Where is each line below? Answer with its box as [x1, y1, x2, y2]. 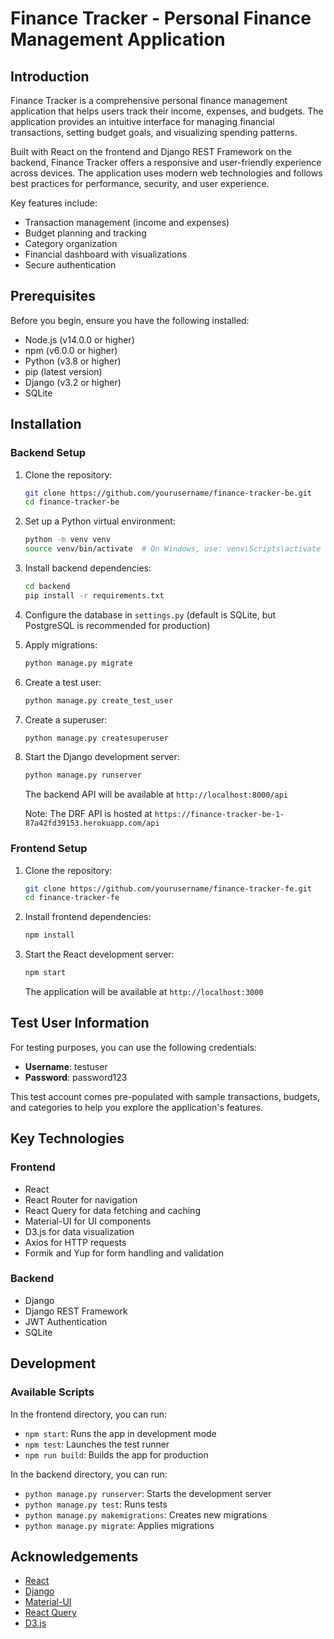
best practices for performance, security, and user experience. [10, 178, 270, 189]
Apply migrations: [24, 638, 98, 651]
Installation [10, 416, 82, 433]
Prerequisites [10, 288, 96, 305]
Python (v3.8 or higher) [24, 355, 122, 367]
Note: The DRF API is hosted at [24, 808, 153, 820]
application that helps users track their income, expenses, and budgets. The [10, 105, 324, 117]
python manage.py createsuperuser [24, 733, 169, 743]
